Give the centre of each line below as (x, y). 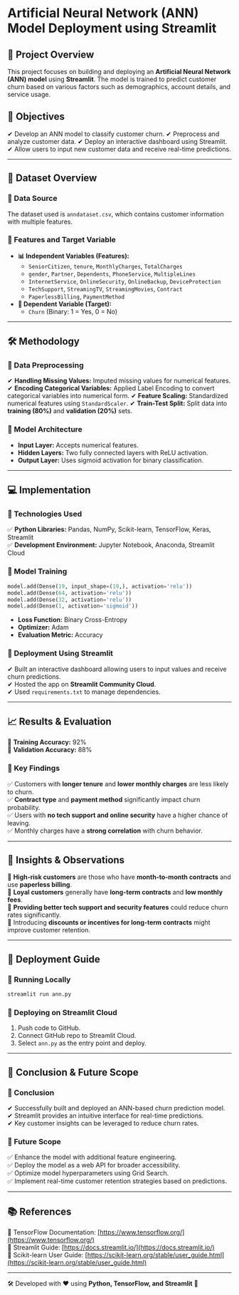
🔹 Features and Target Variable (62, 240)
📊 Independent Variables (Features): (73, 256)
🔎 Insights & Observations (66, 860)
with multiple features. (40, 222)
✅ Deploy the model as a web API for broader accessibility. (94, 1165)
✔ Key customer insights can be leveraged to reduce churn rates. (103, 1123)
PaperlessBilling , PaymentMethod (76, 296)
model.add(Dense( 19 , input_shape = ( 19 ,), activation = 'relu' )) (100, 586)
